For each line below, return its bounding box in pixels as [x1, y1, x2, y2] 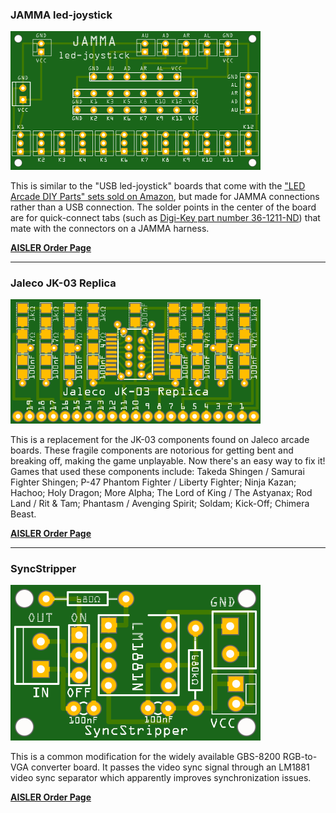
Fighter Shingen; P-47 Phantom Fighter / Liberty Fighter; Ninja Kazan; [10, 476, 297, 488]
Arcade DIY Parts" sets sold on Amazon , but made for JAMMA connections [10, 190, 320, 202]
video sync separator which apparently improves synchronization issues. [10, 771, 312, 783]
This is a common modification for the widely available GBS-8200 [10, 750, 281, 762]
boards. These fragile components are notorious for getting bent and [10, 444, 294, 457]
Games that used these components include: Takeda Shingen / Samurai [10, 466, 305, 478]
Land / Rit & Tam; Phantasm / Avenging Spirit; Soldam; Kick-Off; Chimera [10, 498, 310, 510]
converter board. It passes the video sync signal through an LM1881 [30, 761, 310, 773]
